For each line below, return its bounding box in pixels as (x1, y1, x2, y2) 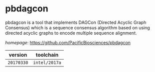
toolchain (35, 51, 59, 58)
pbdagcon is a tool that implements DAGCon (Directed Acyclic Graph (5, 19, 147, 25)
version (8, 51, 27, 58)
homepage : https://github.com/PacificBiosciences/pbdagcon (5, 39, 131, 45)
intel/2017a (33, 60, 61, 65)
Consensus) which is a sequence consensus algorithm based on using (5, 24, 151, 30)
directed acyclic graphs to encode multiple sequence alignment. (5, 30, 137, 36)
